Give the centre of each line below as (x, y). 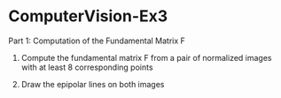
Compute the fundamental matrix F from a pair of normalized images (146, 57)
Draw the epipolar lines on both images (93, 84)
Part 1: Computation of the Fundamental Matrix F (97, 41)
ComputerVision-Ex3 (88, 16)
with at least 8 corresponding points (87, 67)
